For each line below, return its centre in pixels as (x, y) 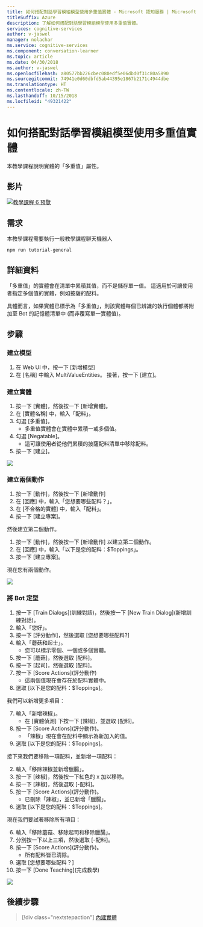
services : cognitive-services (45, 29)
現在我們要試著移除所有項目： (44, 819)
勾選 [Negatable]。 (39, 436)
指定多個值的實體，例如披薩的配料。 (57, 293)
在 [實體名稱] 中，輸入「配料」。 (55, 414)
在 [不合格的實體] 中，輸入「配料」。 (60, 509)
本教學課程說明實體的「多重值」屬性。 (54, 166)
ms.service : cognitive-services (47, 46)
